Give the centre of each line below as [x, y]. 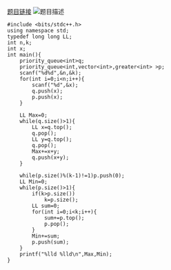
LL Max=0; [34, 115]
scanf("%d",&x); [55, 85]
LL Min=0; [34, 182]
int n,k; [20, 43]
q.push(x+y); [51, 157]
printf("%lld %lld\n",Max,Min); [66, 254]
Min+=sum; [46, 236]
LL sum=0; [46, 206]
